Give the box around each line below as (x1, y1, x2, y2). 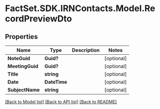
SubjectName (7, 87, 40, 93)
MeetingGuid (7, 63, 39, 69)
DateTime (44, 78, 67, 85)
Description (72, 47, 100, 53)
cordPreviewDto (5, 13, 72, 24)
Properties (5, 32, 38, 41)
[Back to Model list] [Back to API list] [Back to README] (5, 99, 117, 105)
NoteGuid (7, 55, 30, 62)
